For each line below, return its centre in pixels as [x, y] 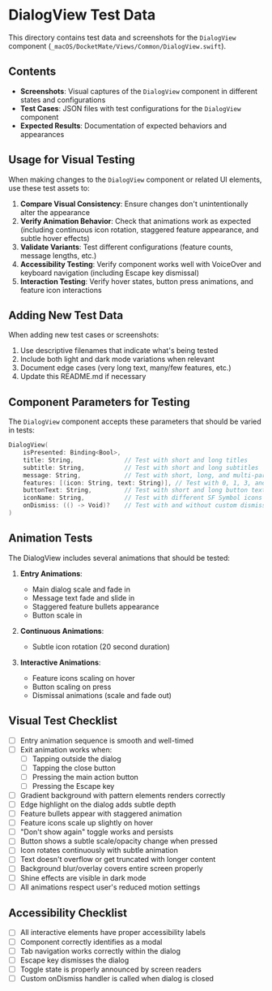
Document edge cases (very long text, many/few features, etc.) [126, 368]
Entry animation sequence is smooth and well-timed [107, 740]
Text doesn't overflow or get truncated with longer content [118, 860]
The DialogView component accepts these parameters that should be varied [135, 422]
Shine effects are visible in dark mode [83, 877]
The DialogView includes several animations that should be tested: [119, 558]
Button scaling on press [72, 687]
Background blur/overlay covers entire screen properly [112, 868]
